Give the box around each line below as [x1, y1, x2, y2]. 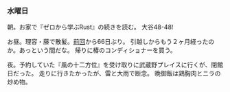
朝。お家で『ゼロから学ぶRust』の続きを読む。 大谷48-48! [7, 23, 174, 32]
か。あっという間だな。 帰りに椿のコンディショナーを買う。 [7, 46, 176, 54]
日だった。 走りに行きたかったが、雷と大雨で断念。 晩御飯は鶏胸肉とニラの [7, 69, 221, 78]
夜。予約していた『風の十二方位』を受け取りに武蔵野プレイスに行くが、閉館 [7, 60, 223, 69]
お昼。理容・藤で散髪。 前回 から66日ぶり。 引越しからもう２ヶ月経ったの [7, 38, 215, 46]
